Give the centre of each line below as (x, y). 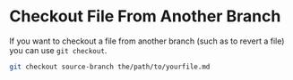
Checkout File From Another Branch (145, 16)
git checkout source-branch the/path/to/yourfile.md (110, 67)
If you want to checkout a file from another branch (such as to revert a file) (147, 41)
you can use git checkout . (58, 50)
